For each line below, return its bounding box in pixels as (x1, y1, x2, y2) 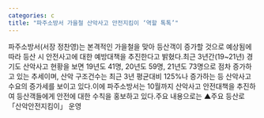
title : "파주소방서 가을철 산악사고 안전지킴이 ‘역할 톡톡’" (8, 19, 179, 27)
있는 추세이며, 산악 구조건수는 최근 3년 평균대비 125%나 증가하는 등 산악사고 (16, 71, 251, 81)
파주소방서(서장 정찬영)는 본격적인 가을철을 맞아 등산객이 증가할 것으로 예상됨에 (8, 41, 252, 51)
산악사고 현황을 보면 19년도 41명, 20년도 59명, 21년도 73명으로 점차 (22, 61, 232, 71)
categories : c (8, 11, 55, 20)
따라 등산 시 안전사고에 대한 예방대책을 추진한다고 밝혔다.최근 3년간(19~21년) (8, 51, 245, 61)
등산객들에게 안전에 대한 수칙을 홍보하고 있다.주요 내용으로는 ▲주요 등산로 (16, 91, 245, 101)
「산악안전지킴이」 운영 (8, 101, 81, 111)
